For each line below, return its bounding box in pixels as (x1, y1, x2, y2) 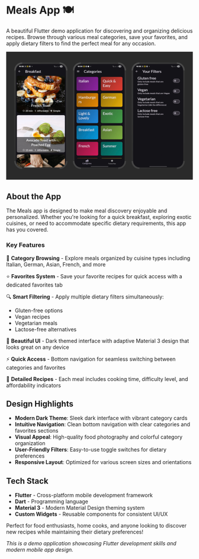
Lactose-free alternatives (14, 326, 77, 333)
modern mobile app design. (6, 546, 74, 554)
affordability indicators (6, 382, 61, 389)
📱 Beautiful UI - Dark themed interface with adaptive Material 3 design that (6, 337, 190, 344)
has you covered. (6, 226, 49, 233)
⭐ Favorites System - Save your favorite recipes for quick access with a (6, 272, 182, 279)
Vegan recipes (14, 313, 50, 320)
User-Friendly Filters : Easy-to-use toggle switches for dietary (14, 446, 167, 453)
